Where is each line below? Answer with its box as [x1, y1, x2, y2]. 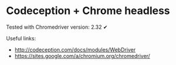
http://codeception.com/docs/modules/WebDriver [14, 46, 136, 53]
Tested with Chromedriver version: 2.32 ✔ [6, 23, 108, 30]
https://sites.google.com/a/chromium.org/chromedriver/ [14, 52, 151, 59]
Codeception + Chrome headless [6, 4, 170, 18]
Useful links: [6, 35, 36, 42]
